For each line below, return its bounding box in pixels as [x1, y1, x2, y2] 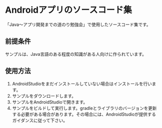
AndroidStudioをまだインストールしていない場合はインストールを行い [12, 81, 152, 86]
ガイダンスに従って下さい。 [12, 117, 68, 123]
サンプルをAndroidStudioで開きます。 [12, 99, 88, 105]
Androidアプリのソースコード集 [5, 4, 132, 16]
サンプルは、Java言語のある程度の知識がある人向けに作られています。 [5, 51, 147, 57]
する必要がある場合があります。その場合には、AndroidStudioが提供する [12, 111, 156, 117]
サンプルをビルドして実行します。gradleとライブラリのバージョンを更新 [12, 105, 157, 111]
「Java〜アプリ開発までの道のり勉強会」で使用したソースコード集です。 [5, 21, 151, 27]
